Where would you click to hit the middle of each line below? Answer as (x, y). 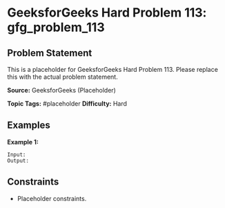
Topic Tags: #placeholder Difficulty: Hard (67, 104)
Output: (18, 160)
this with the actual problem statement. (63, 77)
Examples (29, 125)
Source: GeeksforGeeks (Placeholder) (61, 90)
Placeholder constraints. (52, 198)
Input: (17, 154)
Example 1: (23, 142)
